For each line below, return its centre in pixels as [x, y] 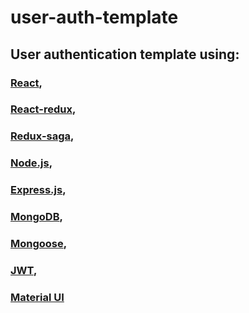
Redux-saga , [42, 136]
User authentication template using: [125, 54]
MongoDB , [36, 217]
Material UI [37, 297]
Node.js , [31, 163]
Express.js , [38, 190]
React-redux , [43, 109]
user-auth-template [94, 17]
